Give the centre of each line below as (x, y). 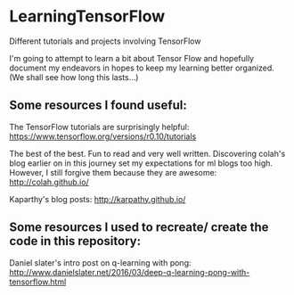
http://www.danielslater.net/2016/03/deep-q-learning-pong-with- (130, 272)
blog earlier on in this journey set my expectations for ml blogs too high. (141, 163)
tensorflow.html (38, 282)
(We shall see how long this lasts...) (74, 77)
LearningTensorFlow (87, 16)
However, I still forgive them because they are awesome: (113, 172)
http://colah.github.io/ (49, 182)
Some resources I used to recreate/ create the (139, 228)
